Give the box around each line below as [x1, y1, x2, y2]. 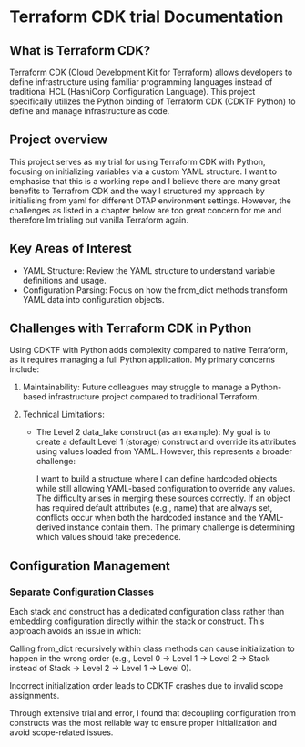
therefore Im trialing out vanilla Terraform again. [9, 214, 188, 225]
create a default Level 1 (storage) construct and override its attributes [36, 436, 297, 448]
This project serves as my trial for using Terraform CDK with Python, [9, 156, 266, 167]
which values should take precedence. [36, 532, 182, 543]
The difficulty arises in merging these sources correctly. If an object [36, 493, 291, 503]
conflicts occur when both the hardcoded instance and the [36, 513, 257, 524]
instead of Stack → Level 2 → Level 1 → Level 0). [9, 663, 192, 674]
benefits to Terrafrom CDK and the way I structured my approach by [9, 185, 266, 196]
